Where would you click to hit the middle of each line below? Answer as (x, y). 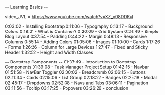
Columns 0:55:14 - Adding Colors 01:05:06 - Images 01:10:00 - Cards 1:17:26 (82, 42)
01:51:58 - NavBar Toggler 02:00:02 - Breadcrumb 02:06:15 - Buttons (76, 72)
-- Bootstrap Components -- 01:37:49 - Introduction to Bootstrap (71, 62)
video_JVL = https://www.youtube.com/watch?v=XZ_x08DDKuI (69, 16)
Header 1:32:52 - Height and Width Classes (49, 52)
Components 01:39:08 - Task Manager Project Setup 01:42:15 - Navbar (77, 67)
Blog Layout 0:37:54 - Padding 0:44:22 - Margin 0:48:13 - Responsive (76, 37)
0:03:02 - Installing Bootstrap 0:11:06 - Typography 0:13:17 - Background (79, 26)
